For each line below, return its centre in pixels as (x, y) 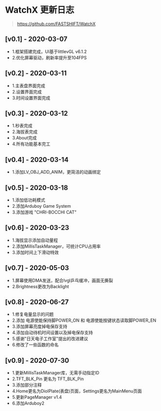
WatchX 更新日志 (40, 10)
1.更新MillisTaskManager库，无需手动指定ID (56, 373)
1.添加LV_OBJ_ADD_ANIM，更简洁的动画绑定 (56, 172)
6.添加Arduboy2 (28, 403)
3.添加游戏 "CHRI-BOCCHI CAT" (44, 212)
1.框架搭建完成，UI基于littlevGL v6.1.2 (49, 51)
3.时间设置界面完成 (31, 98)
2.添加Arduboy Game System (42, 206)
